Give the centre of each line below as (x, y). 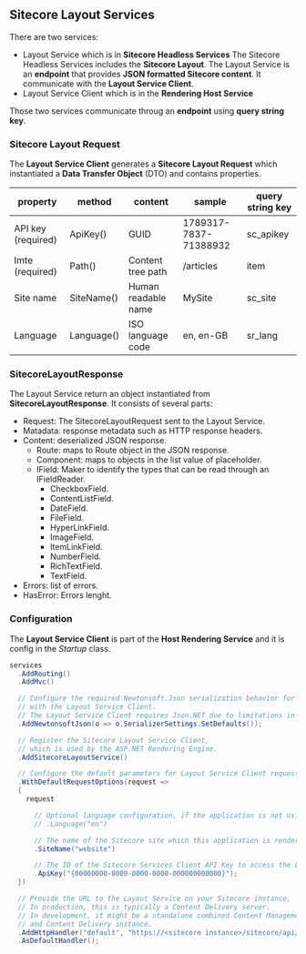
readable (147, 298)
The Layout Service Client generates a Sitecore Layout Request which (143, 164)
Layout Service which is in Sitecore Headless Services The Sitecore (151, 55)
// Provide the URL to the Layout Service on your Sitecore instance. (154, 899)
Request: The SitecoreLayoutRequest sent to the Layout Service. (144, 421)
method (94, 202)
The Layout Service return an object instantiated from (110, 394)
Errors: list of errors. (60, 585)
